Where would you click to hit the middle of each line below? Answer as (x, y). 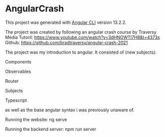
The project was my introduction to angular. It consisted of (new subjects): (81, 52)
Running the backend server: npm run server (51, 129)
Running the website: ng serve (36, 119)
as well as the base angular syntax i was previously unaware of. (70, 110)
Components (18, 62)
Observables (18, 71)
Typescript (16, 100)
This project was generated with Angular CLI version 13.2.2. (66, 22)
